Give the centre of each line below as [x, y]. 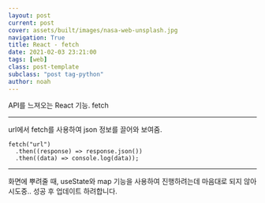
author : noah [30, 81]
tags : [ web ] [28, 60]
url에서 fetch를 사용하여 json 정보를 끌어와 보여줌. [85, 129]
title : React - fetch [44, 45]
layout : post [30, 15]
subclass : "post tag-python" [56, 74]
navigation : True [37, 38]
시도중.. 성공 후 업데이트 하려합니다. [63, 191]
